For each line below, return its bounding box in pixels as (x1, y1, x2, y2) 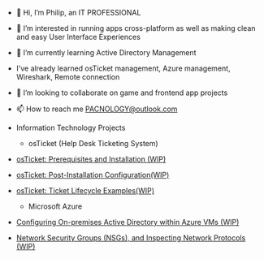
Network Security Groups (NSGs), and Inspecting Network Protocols (15, 233, 246, 243)
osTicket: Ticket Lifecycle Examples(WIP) (15, 186, 154, 195)
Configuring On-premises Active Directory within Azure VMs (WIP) (15, 218, 240, 227)
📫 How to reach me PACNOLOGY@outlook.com (15, 104, 178, 114)
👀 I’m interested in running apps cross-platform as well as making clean (15, 24, 256, 32)
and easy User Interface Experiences (15, 32, 141, 41)
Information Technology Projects (15, 123, 126, 132)
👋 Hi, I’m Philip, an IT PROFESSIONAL (15, 8, 141, 17)
